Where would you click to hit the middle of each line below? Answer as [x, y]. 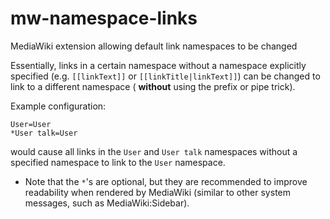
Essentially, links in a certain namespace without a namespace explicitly [158, 65]
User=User [31, 124]
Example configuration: [58, 106]
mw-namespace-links [104, 18]
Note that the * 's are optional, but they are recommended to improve [166, 181]
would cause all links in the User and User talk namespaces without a [154, 151]
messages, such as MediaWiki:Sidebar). [107, 203]
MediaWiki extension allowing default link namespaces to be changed [154, 46]
